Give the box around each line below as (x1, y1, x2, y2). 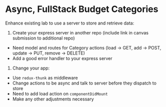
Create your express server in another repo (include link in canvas (12, 29, 149, 35)
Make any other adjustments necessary (12, 96, 94, 102)
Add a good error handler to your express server (12, 55, 112, 61)
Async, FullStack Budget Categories (5, 3, 158, 15)
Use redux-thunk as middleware (12, 74, 78, 80)
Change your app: (12, 65, 50, 71)
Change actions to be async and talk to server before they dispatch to (12, 80, 156, 86)
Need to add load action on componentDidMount (12, 90, 108, 96)
